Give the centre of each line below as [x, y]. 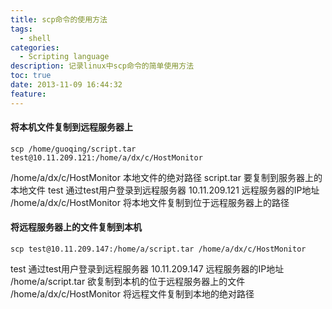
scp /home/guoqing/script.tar [73, 149]
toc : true [31, 76]
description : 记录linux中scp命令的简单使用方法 [102, 66]
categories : [35, 47]
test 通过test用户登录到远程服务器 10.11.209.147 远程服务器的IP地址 [147, 269]
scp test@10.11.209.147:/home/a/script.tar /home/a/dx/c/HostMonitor [158, 249]
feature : [28, 94]
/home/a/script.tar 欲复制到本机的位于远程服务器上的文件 [128, 282]
